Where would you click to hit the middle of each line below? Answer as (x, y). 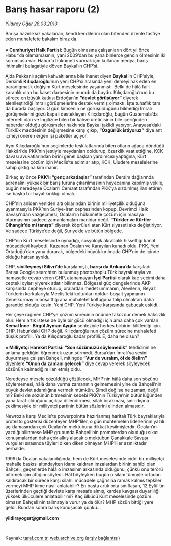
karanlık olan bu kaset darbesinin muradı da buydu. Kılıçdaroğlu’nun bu (80, 92)
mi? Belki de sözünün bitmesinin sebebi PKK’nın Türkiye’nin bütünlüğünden (84, 395)
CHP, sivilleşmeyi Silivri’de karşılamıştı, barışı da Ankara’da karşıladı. (78, 266)
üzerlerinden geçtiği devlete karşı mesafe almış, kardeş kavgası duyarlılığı (82, 491)
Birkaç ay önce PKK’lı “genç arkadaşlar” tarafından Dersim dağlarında (80, 177)
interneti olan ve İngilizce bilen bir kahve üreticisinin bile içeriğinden (76, 119)
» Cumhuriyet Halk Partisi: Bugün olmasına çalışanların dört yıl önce (77, 50)
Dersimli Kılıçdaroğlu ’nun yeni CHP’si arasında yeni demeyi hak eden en (81, 81)
